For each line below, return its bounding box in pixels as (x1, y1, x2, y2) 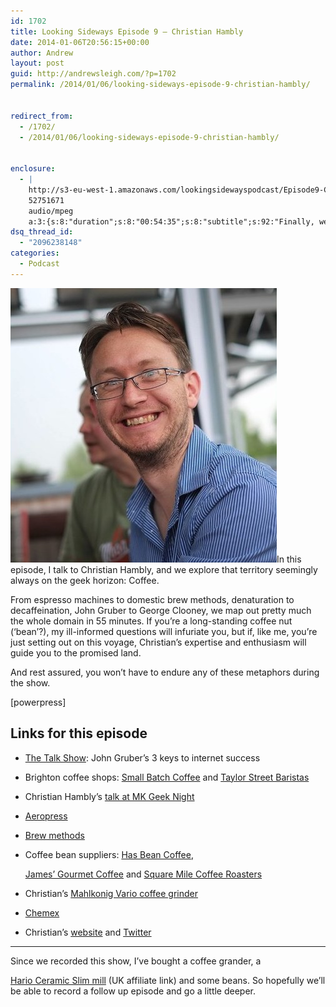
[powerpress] (10, 696, 67, 708)
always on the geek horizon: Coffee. (10, 574, 160, 586)
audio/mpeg (28, 206, 74, 216)
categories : (10, 248, 60, 259)
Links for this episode (10, 725, 148, 742)
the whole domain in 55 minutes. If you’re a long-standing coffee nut (10, 615, 293, 627)
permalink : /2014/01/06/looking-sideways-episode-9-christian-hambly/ (10, 80, 311, 90)
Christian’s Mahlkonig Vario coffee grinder (24, 887, 199, 899)
